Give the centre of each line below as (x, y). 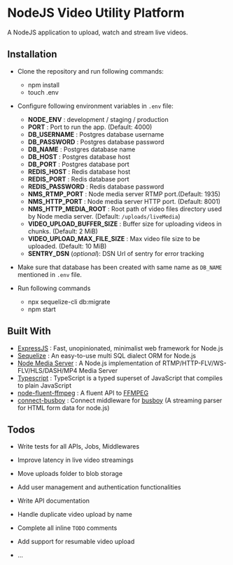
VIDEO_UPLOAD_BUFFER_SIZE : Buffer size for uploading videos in (125, 224)
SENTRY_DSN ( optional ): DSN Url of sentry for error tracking (116, 253)
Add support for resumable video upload (76, 542)
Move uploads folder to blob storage (70, 474)
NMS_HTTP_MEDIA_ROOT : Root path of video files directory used (125, 209)
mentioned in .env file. (50, 274)
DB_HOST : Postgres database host (79, 156)
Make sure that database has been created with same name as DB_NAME (120, 267)
